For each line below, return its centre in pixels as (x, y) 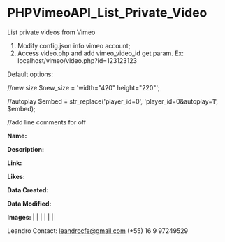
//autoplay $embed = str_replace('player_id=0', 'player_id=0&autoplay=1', (113, 101)
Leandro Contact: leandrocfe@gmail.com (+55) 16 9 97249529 (98, 230)
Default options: (30, 74)
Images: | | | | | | (30, 217)
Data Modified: (29, 204)
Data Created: (28, 190)
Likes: (16, 176)
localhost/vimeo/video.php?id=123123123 (77, 60)
